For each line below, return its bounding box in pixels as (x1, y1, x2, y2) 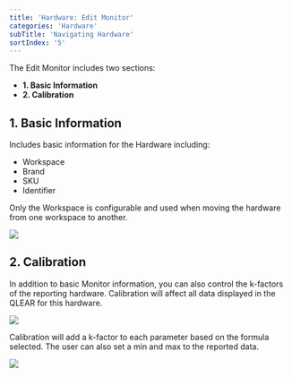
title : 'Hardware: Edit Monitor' (9, 13, 134, 22)
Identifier (21, 185, 56, 196)
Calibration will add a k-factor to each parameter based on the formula (9, 331, 270, 342)
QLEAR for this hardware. (9, 297, 103, 308)
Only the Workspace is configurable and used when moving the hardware (9, 202, 281, 213)
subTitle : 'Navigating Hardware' (9, 30, 134, 39)
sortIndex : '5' (9, 38, 66, 47)
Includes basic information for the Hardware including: (9, 140, 210, 150)
